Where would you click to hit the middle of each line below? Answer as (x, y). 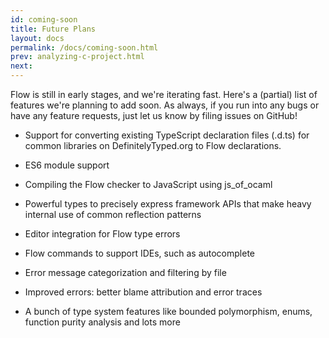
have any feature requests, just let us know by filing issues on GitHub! (154, 115)
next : (21, 66)
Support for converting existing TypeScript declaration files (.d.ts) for (167, 135)
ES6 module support (67, 165)
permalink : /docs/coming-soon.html (84, 47)
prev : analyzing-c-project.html (77, 57)
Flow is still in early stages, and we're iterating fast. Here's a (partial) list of (164, 94)
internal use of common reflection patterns (113, 214)
